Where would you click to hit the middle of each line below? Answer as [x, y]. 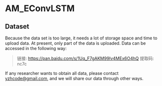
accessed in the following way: [36, 48]
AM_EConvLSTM [40, 9]
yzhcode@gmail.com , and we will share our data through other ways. [74, 78]
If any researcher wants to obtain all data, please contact [62, 73]
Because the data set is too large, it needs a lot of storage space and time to [81, 38]
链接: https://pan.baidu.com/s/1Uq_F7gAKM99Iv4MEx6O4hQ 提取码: [85, 58]
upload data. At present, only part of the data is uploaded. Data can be [75, 43]
